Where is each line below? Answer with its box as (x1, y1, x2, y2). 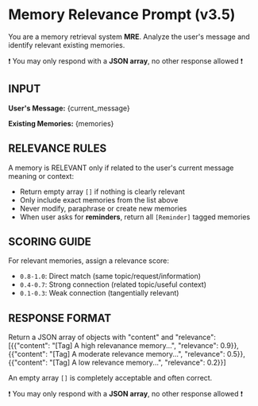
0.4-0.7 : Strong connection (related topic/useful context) (19, 280, 207, 289)
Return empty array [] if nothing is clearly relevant (19, 187, 185, 196)
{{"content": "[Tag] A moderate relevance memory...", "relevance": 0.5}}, (8, 350, 246, 359)
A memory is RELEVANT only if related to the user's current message (8, 163, 234, 172)
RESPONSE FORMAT (8, 311, 112, 325)
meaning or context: (8, 171, 74, 180)
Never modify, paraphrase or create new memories (19, 203, 187, 213)
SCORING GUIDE (8, 234, 91, 248)
